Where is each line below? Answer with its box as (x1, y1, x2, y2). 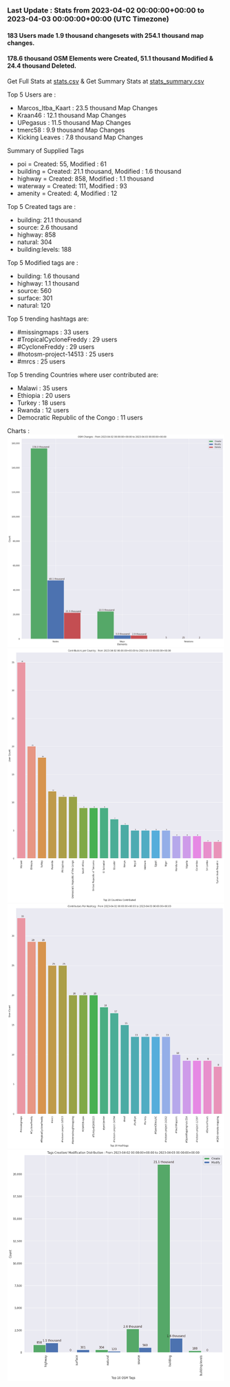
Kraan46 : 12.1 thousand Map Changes (17, 111, 127, 119)
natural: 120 (17, 301, 51, 309)
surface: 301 (17, 294, 53, 302)
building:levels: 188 (17, 245, 72, 253)
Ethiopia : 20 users (17, 391, 71, 399)
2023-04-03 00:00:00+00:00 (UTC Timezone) (7, 14, 169, 23)
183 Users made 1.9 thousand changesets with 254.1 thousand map (7, 31, 205, 39)
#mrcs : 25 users (17, 357, 65, 366)
